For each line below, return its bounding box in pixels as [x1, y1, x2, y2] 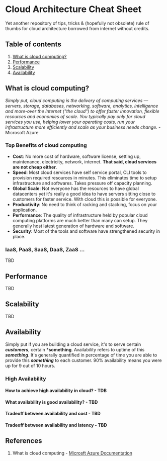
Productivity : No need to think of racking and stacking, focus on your [12, 201, 157, 207]
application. [12, 207, 37, 213]
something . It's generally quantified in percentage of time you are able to [5, 352, 157, 358]
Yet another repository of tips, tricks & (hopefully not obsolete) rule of [5, 20, 149, 26]
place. [12, 233, 26, 239]
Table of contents [5, 40, 61, 49]
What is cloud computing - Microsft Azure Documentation [12, 450, 132, 456]
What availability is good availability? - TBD [5, 399, 98, 405]
